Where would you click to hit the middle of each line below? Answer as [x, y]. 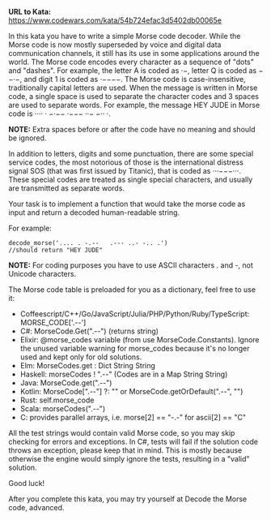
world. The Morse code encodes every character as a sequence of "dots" [131, 62]
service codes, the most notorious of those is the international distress [126, 162]
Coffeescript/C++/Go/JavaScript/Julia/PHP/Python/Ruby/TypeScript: [135, 314]
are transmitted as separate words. [67, 188]
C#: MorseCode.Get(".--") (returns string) [89, 331]
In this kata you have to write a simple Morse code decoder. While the [125, 36]
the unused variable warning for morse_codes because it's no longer [135, 348]
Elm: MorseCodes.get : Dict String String [88, 365]
